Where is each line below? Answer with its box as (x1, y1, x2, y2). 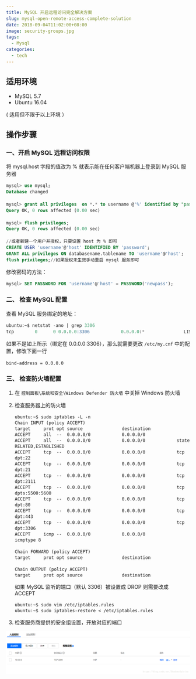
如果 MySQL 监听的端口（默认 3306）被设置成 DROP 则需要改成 (14, 583, 169, 590)
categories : (6, 47, 35, 53)
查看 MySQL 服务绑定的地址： (6, 310, 78, 317)
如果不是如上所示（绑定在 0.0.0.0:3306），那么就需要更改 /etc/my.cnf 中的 (6, 340, 185, 347)
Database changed (6, 189, 48, 195)
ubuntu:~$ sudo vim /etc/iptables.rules (14, 602, 114, 608)
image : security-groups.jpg (6, 28, 75, 34)
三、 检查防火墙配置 (6, 375, 62, 383)
